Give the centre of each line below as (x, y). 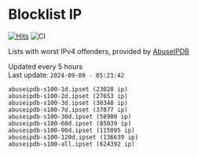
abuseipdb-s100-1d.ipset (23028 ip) (68, 89)
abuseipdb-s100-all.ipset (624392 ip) (71, 144)
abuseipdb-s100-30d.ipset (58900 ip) (70, 116)
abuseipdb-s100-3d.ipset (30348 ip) (68, 103)
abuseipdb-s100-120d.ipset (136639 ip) (73, 137)
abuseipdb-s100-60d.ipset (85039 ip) (70, 123)
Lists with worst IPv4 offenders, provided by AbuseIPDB (99, 51)
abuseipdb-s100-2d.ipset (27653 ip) (68, 96)
